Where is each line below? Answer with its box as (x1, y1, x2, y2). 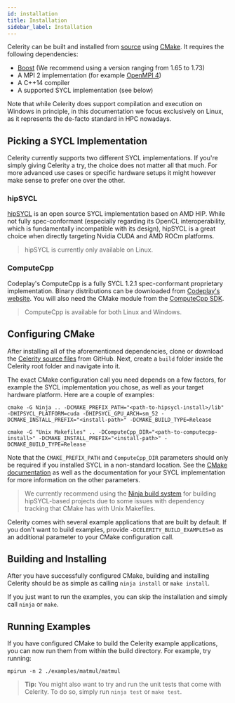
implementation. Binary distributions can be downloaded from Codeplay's (7, 286, 220, 295)
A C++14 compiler (17, 79, 70, 87)
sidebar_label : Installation (7, 23, 93, 30)
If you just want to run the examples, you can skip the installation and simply (7, 593, 228, 601)
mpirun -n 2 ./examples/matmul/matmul (7, 668, 121, 675)
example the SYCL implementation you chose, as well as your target (7, 382, 204, 391)
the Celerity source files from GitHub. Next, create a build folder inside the (7, 354, 224, 363)
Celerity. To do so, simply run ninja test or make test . (24, 688, 182, 696)
